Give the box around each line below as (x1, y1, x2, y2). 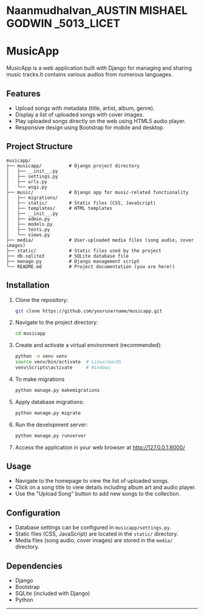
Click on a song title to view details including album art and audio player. (15, 483, 196, 491)
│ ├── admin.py (6, 216, 50, 222)
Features (6, 89, 41, 99)
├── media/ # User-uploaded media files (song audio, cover (6, 237, 194, 243)
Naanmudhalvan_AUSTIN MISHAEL (6, 4, 188, 18)
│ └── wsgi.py (6, 184, 47, 190)
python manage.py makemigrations (15, 387, 100, 393)
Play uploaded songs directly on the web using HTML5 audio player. (15, 117, 186, 124)
